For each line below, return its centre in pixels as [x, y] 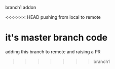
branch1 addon [21, 7]
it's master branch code [56, 38]
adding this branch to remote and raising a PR [53, 51]
